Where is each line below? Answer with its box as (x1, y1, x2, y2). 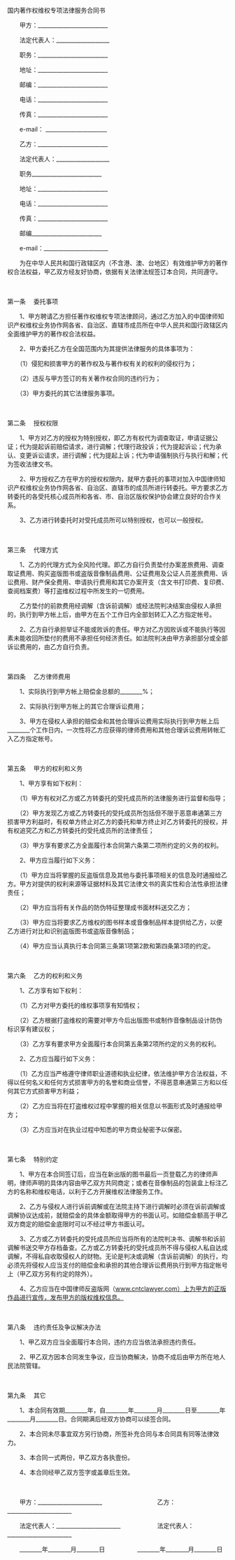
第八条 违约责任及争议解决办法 (7, 1323, 101, 1331)
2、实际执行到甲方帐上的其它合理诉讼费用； (19, 702, 146, 710)
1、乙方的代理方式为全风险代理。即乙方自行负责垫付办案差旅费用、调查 (19, 560, 225, 569)
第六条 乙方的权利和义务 (7, 972, 83, 979)
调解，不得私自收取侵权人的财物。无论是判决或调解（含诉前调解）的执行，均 (7, 1252, 228, 1261)
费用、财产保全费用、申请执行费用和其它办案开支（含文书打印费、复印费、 (13, 578, 228, 586)
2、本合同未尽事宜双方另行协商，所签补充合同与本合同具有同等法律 (19, 1430, 213, 1438)
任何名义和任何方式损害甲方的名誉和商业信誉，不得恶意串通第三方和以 (19, 1078, 222, 1086)
